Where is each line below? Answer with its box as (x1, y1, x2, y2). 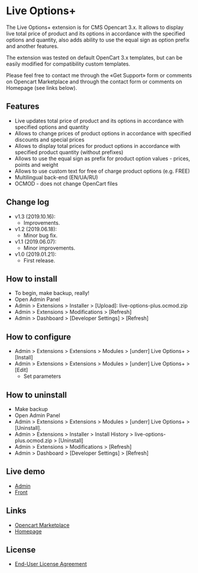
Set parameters (23, 373, 61, 380)
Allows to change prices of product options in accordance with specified (14, 130, 192, 137)
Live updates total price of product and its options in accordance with (14, 117, 184, 124)
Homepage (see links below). (6, 84, 78, 91)
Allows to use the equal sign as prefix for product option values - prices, (14, 155, 190, 162)
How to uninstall (6, 390, 67, 400)
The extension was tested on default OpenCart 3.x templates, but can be (6, 54, 183, 61)
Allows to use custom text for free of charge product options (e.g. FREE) (14, 167, 190, 174)
